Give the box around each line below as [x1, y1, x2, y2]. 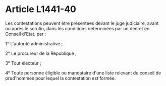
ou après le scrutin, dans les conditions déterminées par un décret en [5, 25, 150, 31]
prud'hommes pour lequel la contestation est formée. [5, 75, 116, 81]
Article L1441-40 [5, 4, 77, 15]
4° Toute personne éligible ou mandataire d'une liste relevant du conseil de [5, 69, 161, 76]
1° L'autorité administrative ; [5, 40, 63, 46]
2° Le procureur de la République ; [5, 50, 77, 56]
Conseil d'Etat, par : [5, 31, 46, 37]
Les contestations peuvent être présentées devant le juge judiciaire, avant [5, 20, 159, 26]
